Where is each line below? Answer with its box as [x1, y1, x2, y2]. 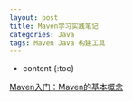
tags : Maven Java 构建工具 [9, 38, 106, 48]
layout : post [9, 13, 59, 23]
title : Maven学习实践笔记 [9, 22, 100, 31]
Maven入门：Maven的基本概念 [9, 82, 124, 93]
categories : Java [9, 30, 75, 39]
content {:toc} [22, 63, 75, 74]
